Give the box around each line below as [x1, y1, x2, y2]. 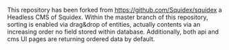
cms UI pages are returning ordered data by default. [7, 35, 155, 43]
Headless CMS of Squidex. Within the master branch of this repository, [7, 13, 208, 21]
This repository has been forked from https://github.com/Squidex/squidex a [7, 6, 222, 14]
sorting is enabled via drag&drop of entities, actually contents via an [7, 21, 201, 28]
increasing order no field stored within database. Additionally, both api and [7, 27, 219, 36]
